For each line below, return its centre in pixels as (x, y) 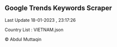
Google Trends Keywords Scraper (58, 8)
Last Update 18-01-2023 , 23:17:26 (40, 20)
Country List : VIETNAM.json (34, 30)
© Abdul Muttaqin (23, 39)
